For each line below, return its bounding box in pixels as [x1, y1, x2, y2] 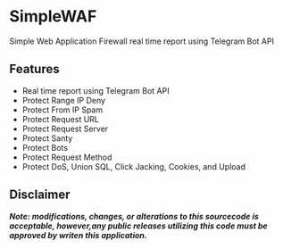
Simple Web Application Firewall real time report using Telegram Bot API [9, 36, 275, 46]
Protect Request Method [21, 152, 112, 162]
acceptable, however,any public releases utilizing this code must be [9, 220, 268, 231]
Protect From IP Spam [21, 104, 104, 115]
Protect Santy [21, 132, 73, 144]
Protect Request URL [21, 113, 100, 124]
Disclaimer [9, 187, 71, 203]
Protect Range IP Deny [21, 95, 105, 105]
